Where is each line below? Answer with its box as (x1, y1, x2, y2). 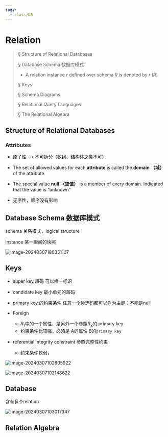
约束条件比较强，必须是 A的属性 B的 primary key (20, 328, 122, 334)
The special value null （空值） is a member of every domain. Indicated (12, 181, 163, 187)
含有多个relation (5, 399, 39, 405)
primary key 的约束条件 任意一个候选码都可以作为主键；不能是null (12, 300, 151, 306)
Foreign (12, 310, 29, 316)
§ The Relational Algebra (17, 111, 70, 117)
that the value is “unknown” (12, 187, 71, 193)
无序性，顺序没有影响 (12, 197, 58, 203)
